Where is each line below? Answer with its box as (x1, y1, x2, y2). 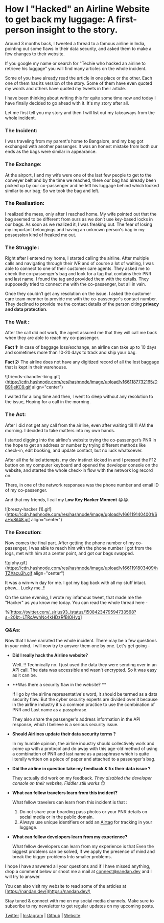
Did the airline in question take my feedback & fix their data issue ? (12, 766, 151, 772)
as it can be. (12, 672, 37, 678)
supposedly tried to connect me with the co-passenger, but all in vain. (5, 281, 146, 287)
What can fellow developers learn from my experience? (12, 834, 128, 840)
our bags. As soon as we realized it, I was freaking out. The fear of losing (5, 221, 153, 227)
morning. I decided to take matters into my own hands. (5, 427, 115, 433)
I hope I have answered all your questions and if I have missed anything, (5, 863, 151, 869)
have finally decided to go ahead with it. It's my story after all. (5, 100, 129, 106)
